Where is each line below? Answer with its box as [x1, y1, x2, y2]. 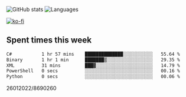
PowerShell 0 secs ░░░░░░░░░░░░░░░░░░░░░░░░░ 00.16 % [6, 68, 181, 74]
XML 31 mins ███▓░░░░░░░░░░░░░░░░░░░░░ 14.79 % [6, 62, 181, 69]
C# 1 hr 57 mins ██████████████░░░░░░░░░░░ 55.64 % [6, 51, 181, 57]
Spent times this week [6, 35, 92, 45]
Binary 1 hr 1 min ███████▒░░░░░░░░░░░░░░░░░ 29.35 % [6, 56, 181, 63]
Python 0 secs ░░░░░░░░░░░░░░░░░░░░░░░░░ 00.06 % [6, 73, 181, 80]
